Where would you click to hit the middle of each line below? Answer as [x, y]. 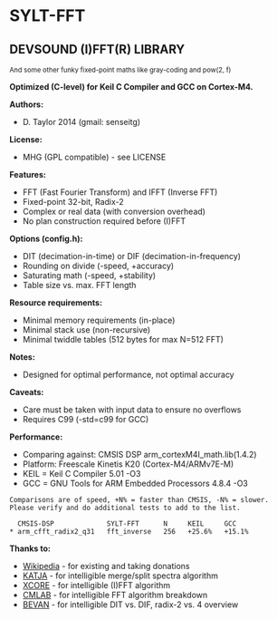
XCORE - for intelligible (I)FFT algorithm [96, 585]
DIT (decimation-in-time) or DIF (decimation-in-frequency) [132, 256]
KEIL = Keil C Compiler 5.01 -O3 [81, 474]
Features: [28, 174]
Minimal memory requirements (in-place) [99, 320]
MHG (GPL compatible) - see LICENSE [94, 157]
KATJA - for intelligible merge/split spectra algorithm [120, 575]
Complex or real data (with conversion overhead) [114, 211]
